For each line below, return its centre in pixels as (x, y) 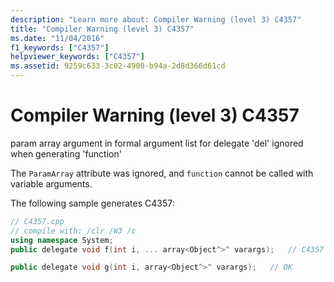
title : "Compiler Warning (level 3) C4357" (102, 29)
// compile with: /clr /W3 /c (73, 231)
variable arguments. (51, 183)
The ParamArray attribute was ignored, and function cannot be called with (162, 173)
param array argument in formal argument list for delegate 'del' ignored (157, 143)
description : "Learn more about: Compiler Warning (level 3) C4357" (156, 19)
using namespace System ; (62, 240)
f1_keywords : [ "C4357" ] (60, 47)
